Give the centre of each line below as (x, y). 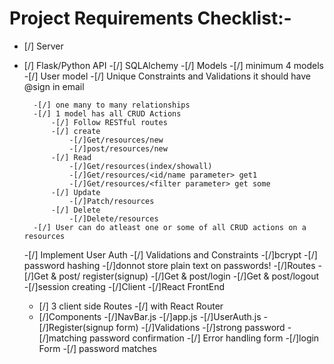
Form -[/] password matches (97, 348)
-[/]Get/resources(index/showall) (140, 166)
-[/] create (75, 131)
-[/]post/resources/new (118, 148)
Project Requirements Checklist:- (150, 18)
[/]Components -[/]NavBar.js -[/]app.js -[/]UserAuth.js (150, 316)
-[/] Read (71, 157)
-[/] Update (75, 192)
